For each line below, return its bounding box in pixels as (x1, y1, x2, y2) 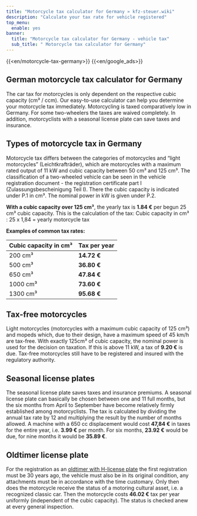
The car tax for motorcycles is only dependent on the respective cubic (6, 90, 176, 97)
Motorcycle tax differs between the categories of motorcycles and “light (6, 154, 181, 161)
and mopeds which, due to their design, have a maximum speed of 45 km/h (6, 331, 189, 339)
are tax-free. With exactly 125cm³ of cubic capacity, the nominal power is (6, 338, 184, 345)
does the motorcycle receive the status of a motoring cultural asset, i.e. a (6, 484, 183, 491)
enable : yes (11, 25, 41, 31)
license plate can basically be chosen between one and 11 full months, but (6, 395, 186, 402)
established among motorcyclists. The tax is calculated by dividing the (6, 408, 176, 415)
